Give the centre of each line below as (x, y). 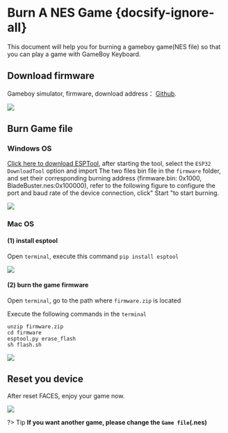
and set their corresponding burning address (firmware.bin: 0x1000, (105, 178)
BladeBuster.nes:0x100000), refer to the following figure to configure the (111, 186)
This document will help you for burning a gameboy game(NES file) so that (114, 46)
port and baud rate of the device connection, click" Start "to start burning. (113, 193)
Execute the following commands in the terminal (77, 314)
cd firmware (24, 332)
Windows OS (30, 148)
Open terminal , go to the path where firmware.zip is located (94, 300)
